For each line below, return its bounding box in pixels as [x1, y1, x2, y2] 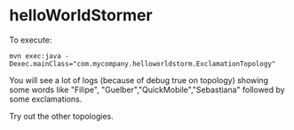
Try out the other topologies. [9, 111, 114, 121]
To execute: [9, 34, 52, 45]
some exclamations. [9, 94, 83, 104]
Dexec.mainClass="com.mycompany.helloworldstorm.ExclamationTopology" [9, 59, 276, 68]
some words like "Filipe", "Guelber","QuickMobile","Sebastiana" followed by [9, 84, 286, 95]
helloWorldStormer [9, 5, 153, 26]
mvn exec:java [9, 51, 62, 60]
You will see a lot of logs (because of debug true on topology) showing [9, 74, 269, 85]
